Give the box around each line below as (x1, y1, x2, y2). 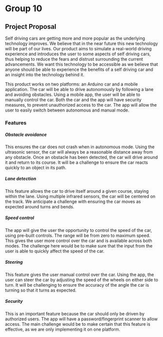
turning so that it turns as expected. (5, 287, 77, 293)
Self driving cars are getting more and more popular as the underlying (5, 35, 145, 41)
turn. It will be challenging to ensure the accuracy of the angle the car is (5, 282, 149, 288)
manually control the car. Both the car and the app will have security (5, 97, 142, 103)
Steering (5, 259, 23, 265)
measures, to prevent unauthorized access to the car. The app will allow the (5, 102, 157, 108)
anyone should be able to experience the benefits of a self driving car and (5, 67, 153, 72)
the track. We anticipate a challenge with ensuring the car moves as (5, 199, 141, 204)
